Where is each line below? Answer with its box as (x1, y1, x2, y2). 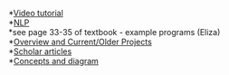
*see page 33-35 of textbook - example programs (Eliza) (8, 27, 221, 37)
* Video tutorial (8, 8, 64, 18)
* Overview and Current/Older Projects (8, 36, 153, 47)
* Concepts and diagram (8, 56, 99, 66)
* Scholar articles (8, 46, 72, 57)
